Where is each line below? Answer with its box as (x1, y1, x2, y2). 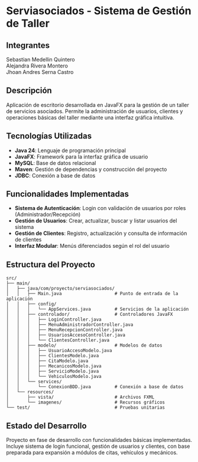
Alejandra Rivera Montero (6, 62, 68, 69)
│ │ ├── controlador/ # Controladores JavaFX (6, 312, 173, 318)
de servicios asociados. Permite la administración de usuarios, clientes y (6, 108, 183, 115)
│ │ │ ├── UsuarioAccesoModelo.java (6, 348, 112, 354)
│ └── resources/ (6, 389, 54, 395)
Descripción (6, 86, 52, 96)
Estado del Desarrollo (6, 421, 87, 431)
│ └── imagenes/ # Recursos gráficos (6, 399, 165, 406)
